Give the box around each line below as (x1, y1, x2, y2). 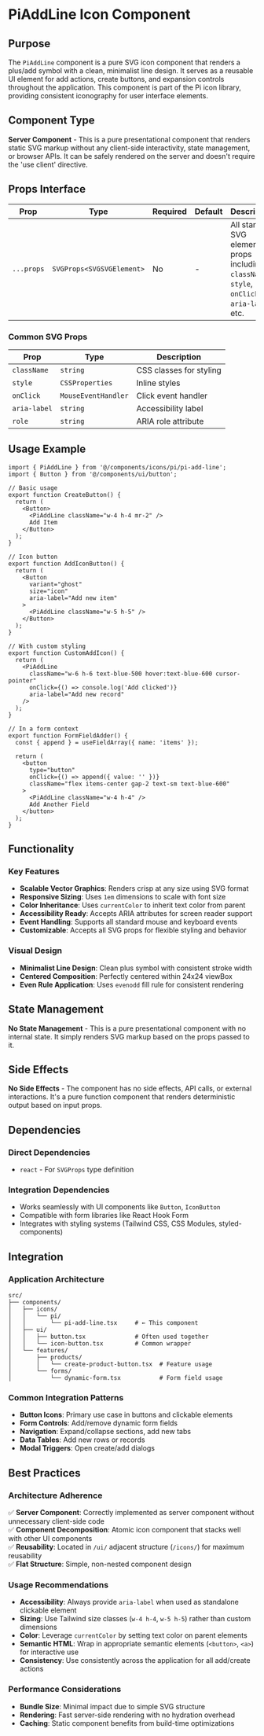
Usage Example (8, 443, 86, 456)
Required (152, 206, 187, 217)
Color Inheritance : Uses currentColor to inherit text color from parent (19, 900, 246, 910)
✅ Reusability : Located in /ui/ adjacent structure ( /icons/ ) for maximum (8, 1543, 245, 1551)
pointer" (8, 676, 37, 685)
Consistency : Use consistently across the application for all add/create (19, 1656, 251, 1665)
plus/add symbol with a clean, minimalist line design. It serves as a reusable (8, 66, 254, 75)
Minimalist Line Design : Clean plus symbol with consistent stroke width (19, 963, 253, 973)
